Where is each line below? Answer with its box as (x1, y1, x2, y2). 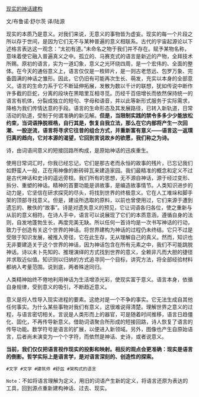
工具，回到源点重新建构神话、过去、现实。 (6, 385, 110, 392)
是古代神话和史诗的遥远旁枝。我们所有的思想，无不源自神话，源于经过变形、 (6, 174, 193, 181)
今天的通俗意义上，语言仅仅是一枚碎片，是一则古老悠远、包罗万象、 (21, 68, 188, 74)
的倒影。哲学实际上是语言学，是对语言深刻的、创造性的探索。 (6, 353, 157, 360)
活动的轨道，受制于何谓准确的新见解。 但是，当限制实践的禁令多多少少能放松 (6, 112, 193, 119)
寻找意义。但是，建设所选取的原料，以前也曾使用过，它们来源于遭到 (26, 196, 193, 204)
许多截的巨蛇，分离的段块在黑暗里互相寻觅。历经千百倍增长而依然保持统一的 (6, 90, 193, 97)
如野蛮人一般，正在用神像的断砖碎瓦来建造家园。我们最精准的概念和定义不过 (6, 167, 193, 174)
